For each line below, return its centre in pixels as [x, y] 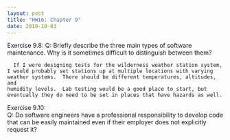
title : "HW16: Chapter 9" [44, 20]
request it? [22, 130]
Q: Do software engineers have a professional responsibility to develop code [115, 115]
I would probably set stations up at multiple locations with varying [110, 71]
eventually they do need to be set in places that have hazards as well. [115, 95]
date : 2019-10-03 [32, 26]
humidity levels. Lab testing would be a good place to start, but [107, 89]
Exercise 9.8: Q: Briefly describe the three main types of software [100, 46]
